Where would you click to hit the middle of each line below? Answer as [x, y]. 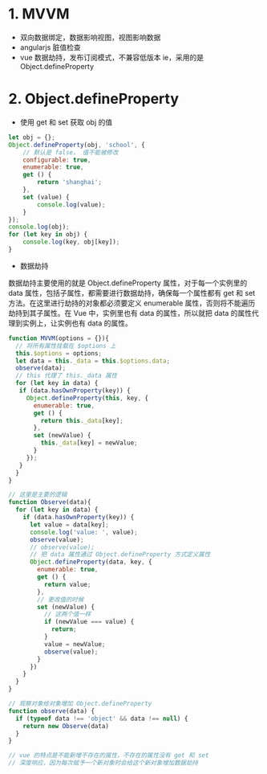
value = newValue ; [75, 644]
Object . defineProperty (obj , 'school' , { [77, 145]
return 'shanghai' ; [70, 182]
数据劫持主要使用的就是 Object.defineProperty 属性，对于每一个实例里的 [128, 283]
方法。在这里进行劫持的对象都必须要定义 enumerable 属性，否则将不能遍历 [132, 303]
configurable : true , [57, 160]
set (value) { [46, 197]
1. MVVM [39, 14]
